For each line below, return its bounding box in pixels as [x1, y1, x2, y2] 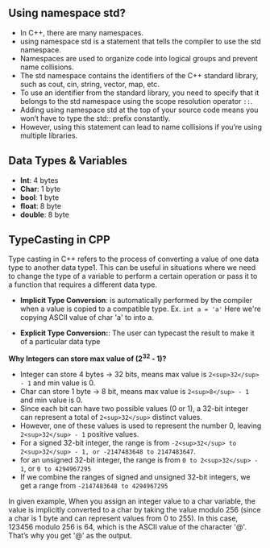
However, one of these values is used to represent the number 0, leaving [19, 421, 262, 430]
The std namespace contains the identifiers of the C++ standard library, [19, 70, 259, 80]
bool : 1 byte [19, 193, 60, 202]
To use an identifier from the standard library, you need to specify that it [19, 88, 260, 98]
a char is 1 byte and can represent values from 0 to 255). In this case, [8, 513, 239, 523]
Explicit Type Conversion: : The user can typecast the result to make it [19, 328, 255, 338]
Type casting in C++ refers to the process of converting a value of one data [8, 254, 260, 264]
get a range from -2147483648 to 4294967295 [19, 481, 168, 491]
